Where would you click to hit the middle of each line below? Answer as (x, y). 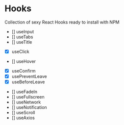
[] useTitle (22, 42)
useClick (21, 51)
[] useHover (24, 61)
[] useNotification (29, 107)
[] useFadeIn (25, 92)
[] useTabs (22, 37)
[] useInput (23, 31)
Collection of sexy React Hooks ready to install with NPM (62, 22)
